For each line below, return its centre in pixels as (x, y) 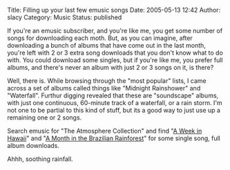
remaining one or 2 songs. (45, 117)
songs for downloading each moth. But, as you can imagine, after (100, 38)
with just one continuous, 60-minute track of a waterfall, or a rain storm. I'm (115, 103)
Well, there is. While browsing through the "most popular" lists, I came (107, 81)
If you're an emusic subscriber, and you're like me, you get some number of (115, 31)
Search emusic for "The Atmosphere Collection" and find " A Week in (105, 131)
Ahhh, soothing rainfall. (40, 159)
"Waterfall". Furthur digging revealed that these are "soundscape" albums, (113, 95)
